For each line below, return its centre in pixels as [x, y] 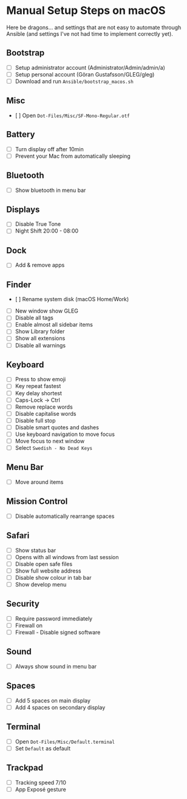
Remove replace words [44, 407]
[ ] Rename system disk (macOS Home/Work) [72, 299]
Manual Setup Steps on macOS [86, 11]
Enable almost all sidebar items [54, 325]
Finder [19, 284]
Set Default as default [43, 748]
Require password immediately [54, 618]
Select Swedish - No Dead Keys [54, 448]
